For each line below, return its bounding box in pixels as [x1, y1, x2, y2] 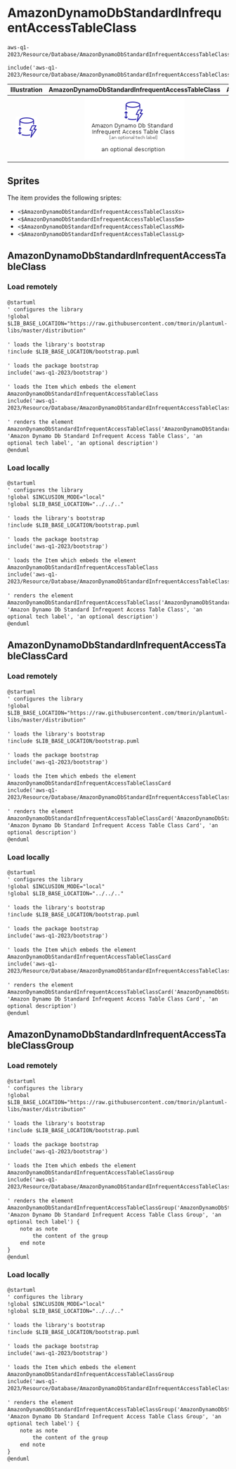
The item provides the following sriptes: [7, 193, 122, 202]
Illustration [10, 86, 44, 94]
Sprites [7, 174, 40, 187]
